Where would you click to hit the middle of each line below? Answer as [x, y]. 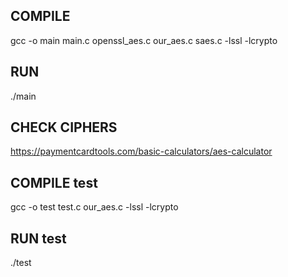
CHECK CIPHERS [64, 127]
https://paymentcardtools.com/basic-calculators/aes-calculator [141, 151]
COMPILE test [54, 182]
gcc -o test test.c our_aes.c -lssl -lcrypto [94, 207]
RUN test [38, 238]
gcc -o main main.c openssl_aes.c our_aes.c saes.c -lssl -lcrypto [144, 40]
